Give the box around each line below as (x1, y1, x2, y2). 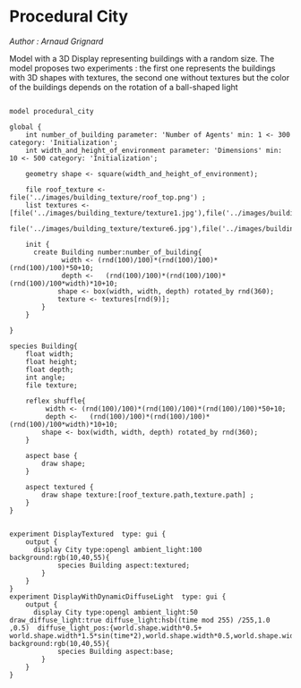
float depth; (25, 365, 74, 374)
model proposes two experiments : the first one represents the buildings (9, 63, 276, 73)
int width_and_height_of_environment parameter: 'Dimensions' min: (25, 146, 282, 155)
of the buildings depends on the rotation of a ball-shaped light (9, 81, 239, 92)
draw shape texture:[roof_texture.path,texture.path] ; (41, 490, 254, 499)
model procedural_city (9, 106, 94, 115)
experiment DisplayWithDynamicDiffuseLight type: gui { (9, 592, 227, 601)
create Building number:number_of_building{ (32, 248, 202, 257)
